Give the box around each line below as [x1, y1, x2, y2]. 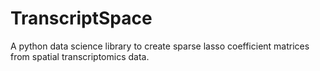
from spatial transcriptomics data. [10, 50, 150, 62]
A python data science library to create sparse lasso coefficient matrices [10, 40, 310, 52]
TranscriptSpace [10, 7, 153, 30]
